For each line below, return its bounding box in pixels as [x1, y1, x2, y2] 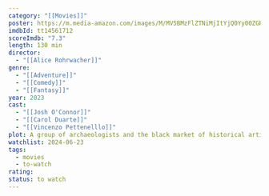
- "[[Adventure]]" [15, 71, 78, 79]
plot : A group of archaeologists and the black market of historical [8, 130, 246, 138]
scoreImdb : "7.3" [8, 34, 66, 42]
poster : [8, 19, 34, 27]
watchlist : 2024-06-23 [8, 138, 84, 146]
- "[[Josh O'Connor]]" [15, 109, 91, 117]
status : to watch [8, 175, 66, 184]
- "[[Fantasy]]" [15, 86, 70, 94]
